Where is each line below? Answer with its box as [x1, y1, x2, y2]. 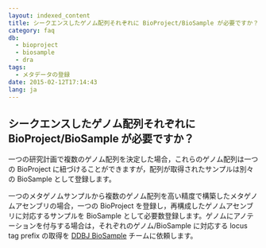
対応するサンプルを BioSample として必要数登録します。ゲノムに [21, 211, 234, 221]
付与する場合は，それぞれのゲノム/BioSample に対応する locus [42, 221, 248, 231]
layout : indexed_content [8, 11, 91, 20]
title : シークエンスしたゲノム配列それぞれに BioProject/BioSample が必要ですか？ [8, 19, 260, 27]
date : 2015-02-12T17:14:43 [8, 78, 98, 86]
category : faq [8, 26, 56, 34]
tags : [8, 64, 26, 72]
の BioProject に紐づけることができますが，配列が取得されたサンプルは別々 [8, 165, 254, 174]
